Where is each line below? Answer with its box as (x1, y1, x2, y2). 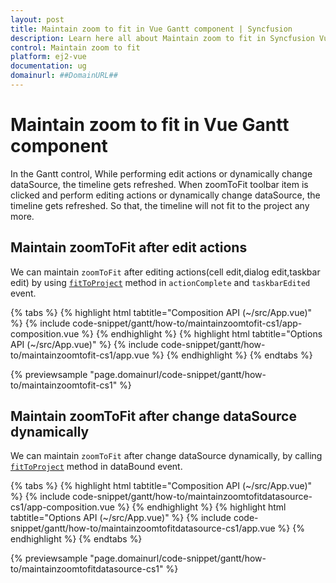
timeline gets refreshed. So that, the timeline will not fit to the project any (10, 199, 310, 211)
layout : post (10, 14, 65, 25)
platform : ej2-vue (10, 52, 87, 62)
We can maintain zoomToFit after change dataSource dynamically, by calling (10, 450, 323, 462)
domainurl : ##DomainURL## (10, 71, 118, 81)
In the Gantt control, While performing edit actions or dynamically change (10, 167, 313, 180)
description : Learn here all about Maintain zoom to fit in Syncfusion (10, 33, 315, 43)
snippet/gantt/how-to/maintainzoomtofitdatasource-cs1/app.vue (10, 522, 276, 535)
